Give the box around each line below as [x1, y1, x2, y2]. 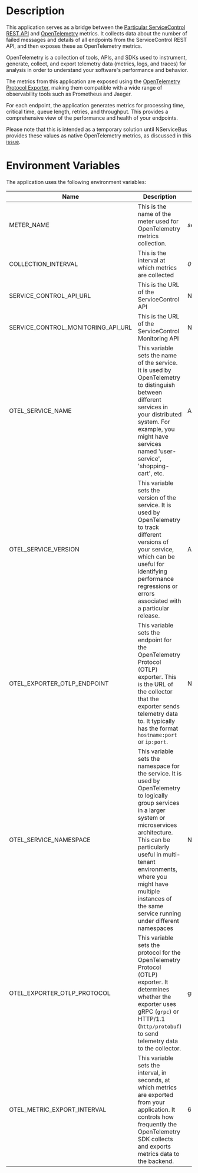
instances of [137, 895, 172, 903]
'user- [158, 447, 177, 455]
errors [137, 589, 155, 597]
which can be [137, 553, 175, 561]
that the [137, 695, 159, 703]
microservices [137, 821, 177, 829]
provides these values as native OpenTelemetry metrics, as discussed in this [6, 132, 192, 139]
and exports [137, 1142, 171, 1151]
